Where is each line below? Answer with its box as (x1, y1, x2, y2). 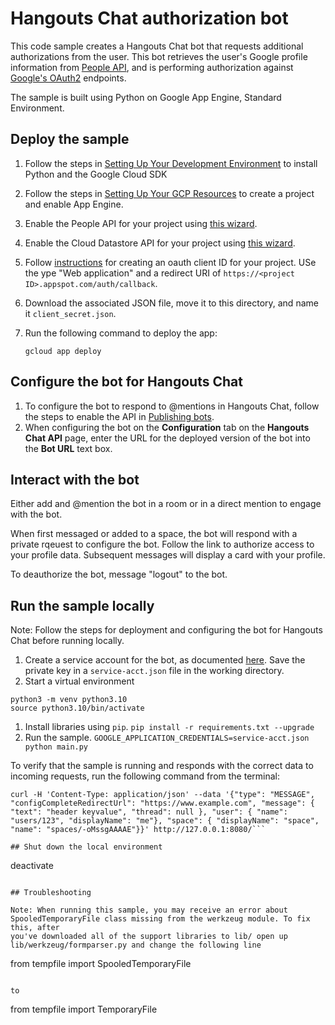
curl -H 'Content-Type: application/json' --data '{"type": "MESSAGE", (10, 790, 315, 800)
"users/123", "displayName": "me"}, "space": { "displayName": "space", (10, 816, 320, 826)
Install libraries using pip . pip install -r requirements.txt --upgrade (24, 721, 315, 733)
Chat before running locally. (10, 635, 125, 647)
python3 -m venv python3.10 (10, 695, 128, 705)
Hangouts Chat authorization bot (10, 7, 289, 30)
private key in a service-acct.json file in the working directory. (24, 665, 285, 677)
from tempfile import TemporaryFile (10, 1003, 158, 1016)
